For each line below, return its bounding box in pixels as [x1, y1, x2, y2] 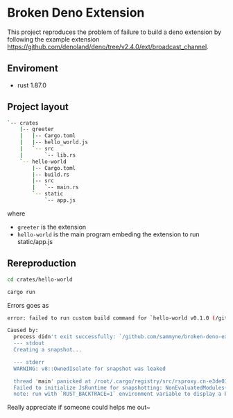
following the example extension [7, 35, 100, 43]
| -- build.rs [32, 171, 70, 178]
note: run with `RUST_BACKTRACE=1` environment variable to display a [13, 390, 222, 398]
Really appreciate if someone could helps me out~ [7, 403, 151, 412]
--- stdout [13, 340, 45, 347]
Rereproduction [7, 258, 76, 270]
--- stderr [13, 358, 45, 365]
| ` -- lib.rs [19, 151, 76, 159]
